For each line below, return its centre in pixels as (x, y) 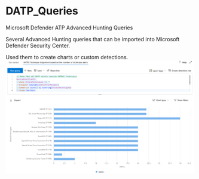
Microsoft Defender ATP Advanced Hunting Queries (69, 28)
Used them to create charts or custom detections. (67, 57)
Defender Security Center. (38, 45)
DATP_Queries (42, 11)
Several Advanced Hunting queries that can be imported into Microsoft (93, 39)
